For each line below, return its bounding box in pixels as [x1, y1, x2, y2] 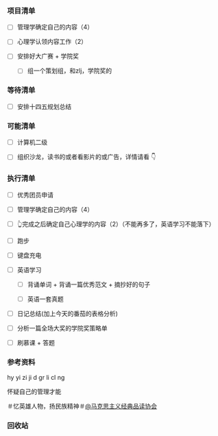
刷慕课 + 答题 [16, 339, 55, 347]
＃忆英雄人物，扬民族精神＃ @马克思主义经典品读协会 [7, 402, 158, 411]
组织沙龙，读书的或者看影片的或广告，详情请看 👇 [16, 153, 156, 161]
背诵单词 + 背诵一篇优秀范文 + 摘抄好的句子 [27, 280, 151, 289]
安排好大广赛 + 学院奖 [16, 52, 79, 60]
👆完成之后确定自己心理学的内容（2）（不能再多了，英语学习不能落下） [16, 219, 215, 228]
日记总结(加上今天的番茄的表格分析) [16, 310, 118, 317]
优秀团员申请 [16, 191, 53, 199]
